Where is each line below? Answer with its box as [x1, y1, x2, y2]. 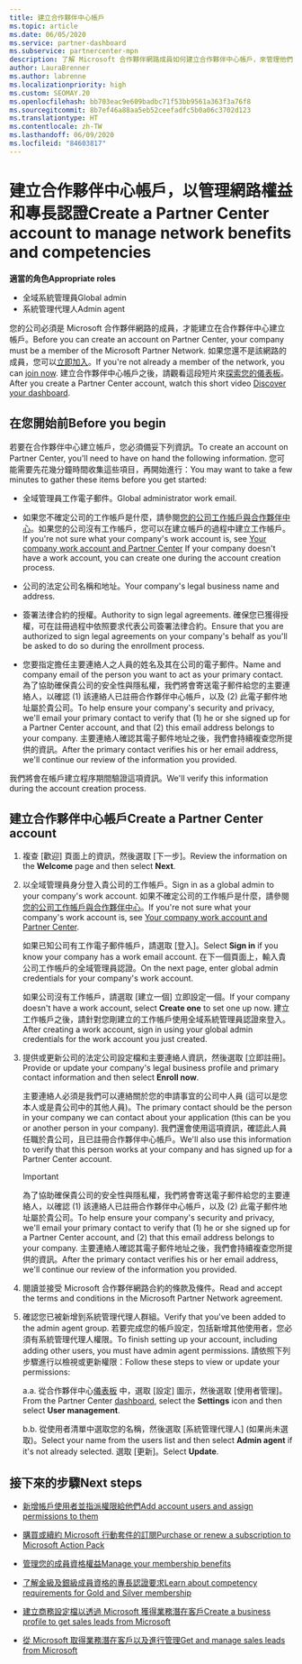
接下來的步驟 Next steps [9, 1475, 142, 1490]
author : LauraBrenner [9, 64, 91, 73]
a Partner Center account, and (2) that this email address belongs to [22, 1232, 275, 1243]
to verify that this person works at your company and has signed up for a [22, 1144, 293, 1155]
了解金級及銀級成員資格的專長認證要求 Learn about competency [22, 1577, 258, 1588]
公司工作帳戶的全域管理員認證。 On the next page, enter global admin [22, 963, 279, 974]
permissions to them [22, 1511, 99, 1522]
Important [22, 1171, 59, 1182]
